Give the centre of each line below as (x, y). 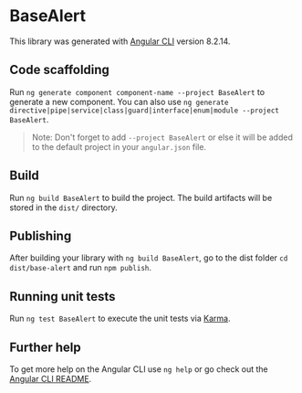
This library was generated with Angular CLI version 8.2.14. (120, 41)
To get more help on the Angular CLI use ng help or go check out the (139, 369)
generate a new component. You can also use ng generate (119, 101)
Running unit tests (62, 297)
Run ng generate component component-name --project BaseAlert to (137, 91)
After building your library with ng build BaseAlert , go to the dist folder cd (149, 258)
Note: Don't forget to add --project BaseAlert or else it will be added (162, 137)
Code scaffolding (59, 70)
